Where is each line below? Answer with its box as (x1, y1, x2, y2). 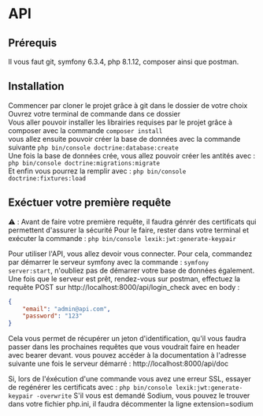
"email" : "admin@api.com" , (22, 305, 111, 313)
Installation (8, 80, 65, 93)
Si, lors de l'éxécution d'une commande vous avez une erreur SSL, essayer (8, 374, 252, 384)
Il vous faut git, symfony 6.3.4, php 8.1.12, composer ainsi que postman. (8, 57, 239, 66)
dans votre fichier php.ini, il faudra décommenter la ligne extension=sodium (8, 399, 254, 409)
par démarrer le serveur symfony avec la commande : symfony (8, 257, 209, 266)
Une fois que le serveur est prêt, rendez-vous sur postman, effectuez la (8, 273, 241, 284)
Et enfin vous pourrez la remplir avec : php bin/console (8, 166, 187, 176)
